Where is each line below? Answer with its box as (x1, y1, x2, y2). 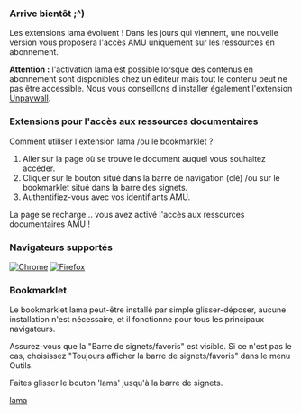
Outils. (9, 360, 33, 371)
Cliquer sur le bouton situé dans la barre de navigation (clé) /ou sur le (22, 172, 281, 183)
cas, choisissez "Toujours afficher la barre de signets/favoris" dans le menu (9, 350, 291, 362)
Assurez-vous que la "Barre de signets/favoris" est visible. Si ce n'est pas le (9, 341, 292, 352)
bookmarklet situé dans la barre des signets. (22, 182, 188, 193)
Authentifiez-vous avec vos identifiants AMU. (22, 192, 191, 202)
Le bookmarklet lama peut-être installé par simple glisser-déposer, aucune (9, 304, 287, 315)
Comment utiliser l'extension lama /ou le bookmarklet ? (9, 136, 214, 147)
